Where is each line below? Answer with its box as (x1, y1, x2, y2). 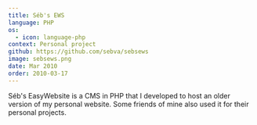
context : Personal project (8, 41, 96, 48)
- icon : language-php (15, 33, 86, 41)
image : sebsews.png (8, 55, 72, 63)
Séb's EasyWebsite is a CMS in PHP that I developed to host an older (8, 91, 231, 100)
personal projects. (8, 107, 67, 117)
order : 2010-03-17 (8, 70, 68, 77)
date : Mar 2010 (8, 62, 58, 70)
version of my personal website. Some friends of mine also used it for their (8, 99, 249, 109)
